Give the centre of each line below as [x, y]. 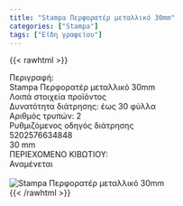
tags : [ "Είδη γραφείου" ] [56, 34]
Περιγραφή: [32, 78]
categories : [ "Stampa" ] [54, 26]
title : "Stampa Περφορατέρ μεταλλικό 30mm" [92, 18]
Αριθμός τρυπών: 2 [46, 116]
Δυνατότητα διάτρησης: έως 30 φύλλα [82, 107]
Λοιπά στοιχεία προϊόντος [58, 97]
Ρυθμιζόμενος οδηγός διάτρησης [72, 126]
